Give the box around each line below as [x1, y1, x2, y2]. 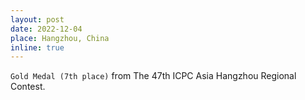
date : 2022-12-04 [10, 24, 83, 34]
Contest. [10, 81, 46, 93]
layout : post [10, 14, 65, 25]
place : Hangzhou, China [10, 33, 110, 43]
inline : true [10, 42, 65, 53]
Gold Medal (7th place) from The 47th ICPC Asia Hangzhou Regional [10, 70, 297, 82]
